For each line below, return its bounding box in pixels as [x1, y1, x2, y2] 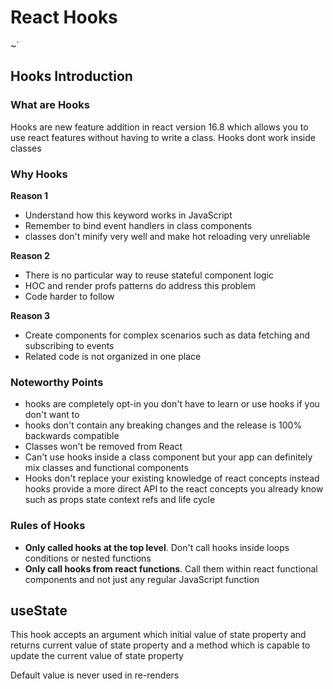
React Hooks [10, 6, 118, 29]
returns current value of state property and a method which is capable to [10, 639, 311, 651]
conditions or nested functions [24, 552, 152, 564]
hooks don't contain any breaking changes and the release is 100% [24, 419, 303, 431]
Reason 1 [10, 189, 49, 201]
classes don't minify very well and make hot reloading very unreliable [24, 230, 311, 242]
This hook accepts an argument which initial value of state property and [10, 629, 307, 641]
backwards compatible [24, 430, 120, 442]
